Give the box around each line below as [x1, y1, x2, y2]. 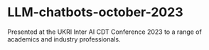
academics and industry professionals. [7, 35, 121, 43]
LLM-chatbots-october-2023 [7, 4, 183, 20]
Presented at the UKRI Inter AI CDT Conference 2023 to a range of [7, 27, 203, 36]
